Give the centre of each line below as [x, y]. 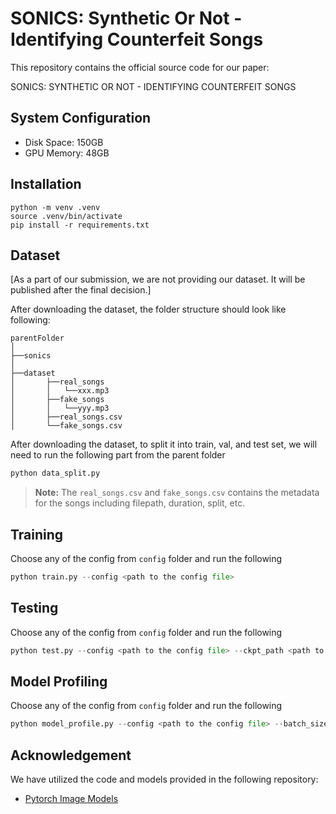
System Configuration [81, 118]
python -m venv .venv [55, 207]
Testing [34, 608]
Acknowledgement [71, 755]
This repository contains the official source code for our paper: [140, 67]
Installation [46, 184]
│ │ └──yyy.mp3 [60, 408]
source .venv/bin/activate [66, 216]
